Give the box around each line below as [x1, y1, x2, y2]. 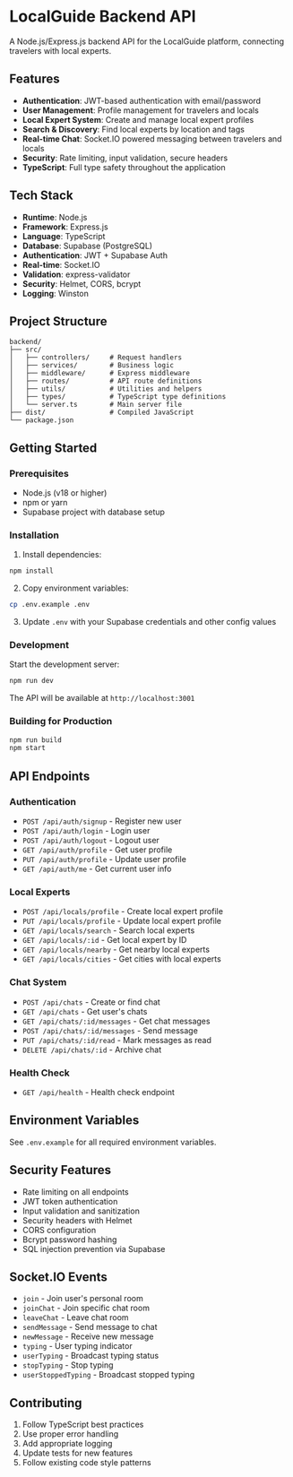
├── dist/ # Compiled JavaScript [9, 408, 194, 418]
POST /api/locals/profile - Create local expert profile [22, 906, 224, 917]
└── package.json [9, 416, 74, 425]
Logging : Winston [22, 288, 90, 298]
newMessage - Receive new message [22, 1331, 154, 1342]
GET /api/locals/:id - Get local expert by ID [22, 935, 187, 946]
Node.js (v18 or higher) [22, 488, 108, 498]
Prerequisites [9, 467, 69, 479]
